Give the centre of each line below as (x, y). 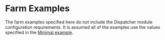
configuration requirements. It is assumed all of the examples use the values (83, 27)
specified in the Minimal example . (39, 32)
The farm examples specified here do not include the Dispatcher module (79, 22)
